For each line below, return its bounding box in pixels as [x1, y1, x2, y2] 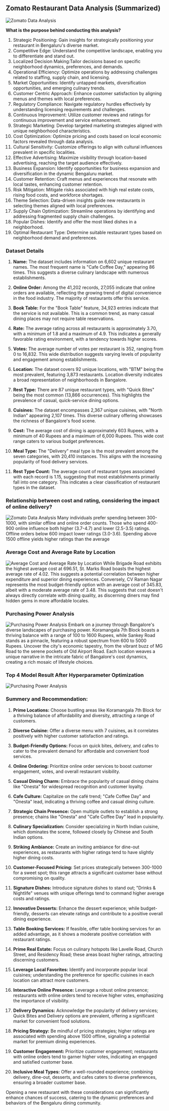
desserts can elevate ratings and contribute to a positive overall [31, 910, 163, 916]
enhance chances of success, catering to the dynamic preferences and [6, 1094, 154, 1100]
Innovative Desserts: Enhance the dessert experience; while [13, 905, 140, 911]
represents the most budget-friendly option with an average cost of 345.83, [6, 581, 162, 588]
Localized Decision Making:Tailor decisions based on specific [13, 58, 141, 64]
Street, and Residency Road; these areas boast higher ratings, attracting [13, 951, 163, 958]
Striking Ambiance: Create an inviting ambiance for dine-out [13, 844, 140, 850]
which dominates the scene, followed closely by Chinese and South [13, 829, 153, 835]
